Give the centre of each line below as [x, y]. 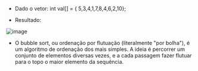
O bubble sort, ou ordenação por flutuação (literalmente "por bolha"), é [102, 43]
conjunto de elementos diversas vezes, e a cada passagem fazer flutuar [103, 55]
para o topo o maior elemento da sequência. [69, 62]
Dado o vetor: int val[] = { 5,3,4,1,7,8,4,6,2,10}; [70, 9]
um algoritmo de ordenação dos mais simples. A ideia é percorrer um [100, 49]
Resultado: [28, 20]
